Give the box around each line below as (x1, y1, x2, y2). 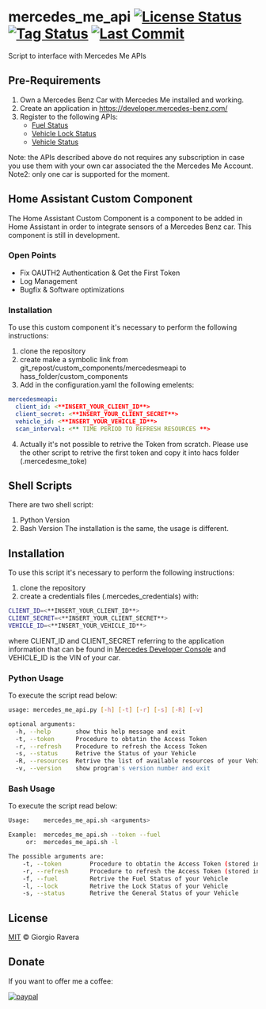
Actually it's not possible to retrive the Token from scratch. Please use (19, 439, 249, 449)
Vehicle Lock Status (31, 128, 97, 138)
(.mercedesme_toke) (19, 456, 87, 465)
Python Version (19, 515, 70, 525)
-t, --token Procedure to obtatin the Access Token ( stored (22, 860, 249, 868)
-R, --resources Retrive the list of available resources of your (15, 757, 243, 765)
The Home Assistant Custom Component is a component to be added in (8, 213, 243, 223)
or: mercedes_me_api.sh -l (25, 839, 119, 847)
